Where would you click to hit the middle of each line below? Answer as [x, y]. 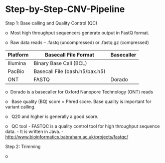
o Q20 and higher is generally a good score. [52, 116]
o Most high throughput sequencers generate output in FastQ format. [77, 32]
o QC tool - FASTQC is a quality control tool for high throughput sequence [82, 126]
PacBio [16, 71]
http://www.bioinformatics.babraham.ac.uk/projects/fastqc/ [67, 136]
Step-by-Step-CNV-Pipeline [65, 9]
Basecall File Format [69, 54]
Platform [18, 54]
